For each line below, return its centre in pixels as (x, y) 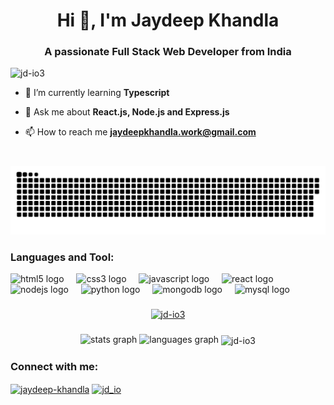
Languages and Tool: (62, 257)
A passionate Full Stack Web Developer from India (168, 52)
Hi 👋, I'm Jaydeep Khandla (168, 20)
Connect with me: (54, 366)
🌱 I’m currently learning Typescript (97, 93)
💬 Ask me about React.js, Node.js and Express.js (127, 112)
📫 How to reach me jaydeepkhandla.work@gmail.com (140, 132)
